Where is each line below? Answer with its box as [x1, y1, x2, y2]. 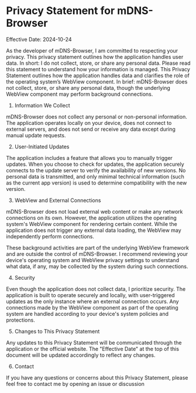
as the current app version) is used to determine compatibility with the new [6, 179, 187, 186]
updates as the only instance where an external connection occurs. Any [6, 298, 180, 305]
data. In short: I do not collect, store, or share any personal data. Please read [6, 60, 191, 67]
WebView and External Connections [14, 197, 101, 204]
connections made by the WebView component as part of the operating [6, 304, 178, 311]
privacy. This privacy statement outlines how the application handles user [6, 53, 184, 60]
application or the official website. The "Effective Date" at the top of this [6, 345, 180, 352]
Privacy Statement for [6, 4, 115, 18]
